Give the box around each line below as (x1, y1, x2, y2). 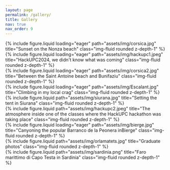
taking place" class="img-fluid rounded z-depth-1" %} (5, 116, 120, 123)
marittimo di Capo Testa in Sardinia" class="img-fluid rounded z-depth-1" (5, 154, 160, 161)
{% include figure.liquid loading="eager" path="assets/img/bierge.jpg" (5, 122, 154, 128)
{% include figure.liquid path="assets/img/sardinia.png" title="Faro (5, 149, 147, 155)
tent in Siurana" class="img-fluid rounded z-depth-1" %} (5, 100, 125, 106)
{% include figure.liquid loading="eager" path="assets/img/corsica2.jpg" (5, 67, 159, 74)
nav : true (5, 21, 27, 27)
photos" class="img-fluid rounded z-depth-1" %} (5, 143, 109, 150)
